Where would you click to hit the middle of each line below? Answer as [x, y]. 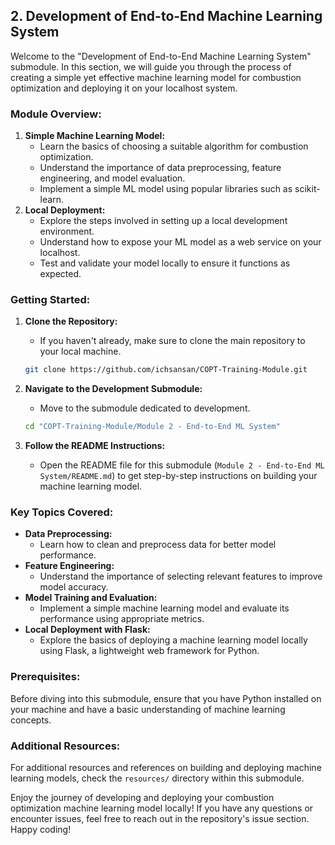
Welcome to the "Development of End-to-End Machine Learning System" [161, 56]
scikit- [307, 189]
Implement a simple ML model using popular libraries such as [166, 189]
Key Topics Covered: [62, 512]
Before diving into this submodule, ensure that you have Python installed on [166, 698]
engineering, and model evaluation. [112, 178]
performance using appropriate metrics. [122, 619]
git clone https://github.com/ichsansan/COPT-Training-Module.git [166, 370]
